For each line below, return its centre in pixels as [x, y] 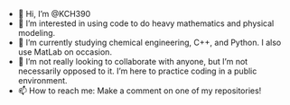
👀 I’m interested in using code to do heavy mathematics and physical [146, 23]
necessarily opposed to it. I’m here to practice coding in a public [137, 71]
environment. [42, 80]
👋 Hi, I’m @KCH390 [54, 14]
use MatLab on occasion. [65, 52]
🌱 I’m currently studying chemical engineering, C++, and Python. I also [150, 42]
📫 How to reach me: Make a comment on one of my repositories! [140, 91]
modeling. [37, 33]
